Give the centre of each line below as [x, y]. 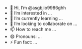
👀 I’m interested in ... [31, 13]
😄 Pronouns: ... [26, 36]
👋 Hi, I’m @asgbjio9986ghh [38, 8]
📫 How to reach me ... [33, 29]
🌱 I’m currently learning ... [36, 18]
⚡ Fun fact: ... [23, 42]
